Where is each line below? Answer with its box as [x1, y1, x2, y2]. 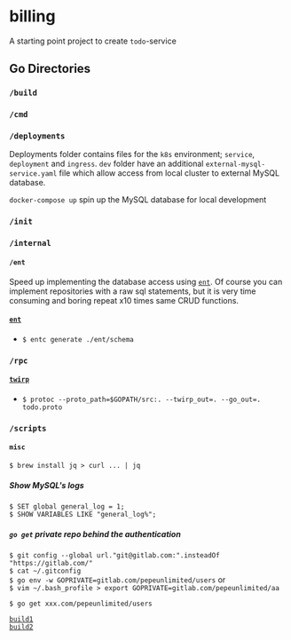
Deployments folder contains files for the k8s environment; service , [9, 149, 256, 160]
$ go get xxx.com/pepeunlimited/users [9, 599, 153, 608]
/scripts [9, 423, 47, 433]
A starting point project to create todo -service [9, 36, 177, 46]
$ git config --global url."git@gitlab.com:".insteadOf [9, 550, 220, 560]
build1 [9, 614, 34, 623]
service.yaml [9, 170, 58, 178]
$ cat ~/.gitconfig [9, 566, 82, 575]
